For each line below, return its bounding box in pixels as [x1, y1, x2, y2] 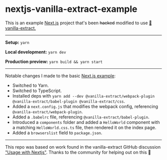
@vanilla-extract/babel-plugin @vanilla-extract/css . [12, 98, 125, 104]
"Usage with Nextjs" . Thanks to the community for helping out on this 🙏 [5, 149, 151, 155]
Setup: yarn [5, 39, 30, 45]
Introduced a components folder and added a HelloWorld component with [12, 119, 160, 125]
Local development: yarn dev [5, 49, 66, 55]
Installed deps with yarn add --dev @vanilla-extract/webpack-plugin [12, 93, 155, 99]
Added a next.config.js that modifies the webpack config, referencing [12, 103, 158, 109]
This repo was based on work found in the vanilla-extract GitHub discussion [5, 144, 161, 150]
